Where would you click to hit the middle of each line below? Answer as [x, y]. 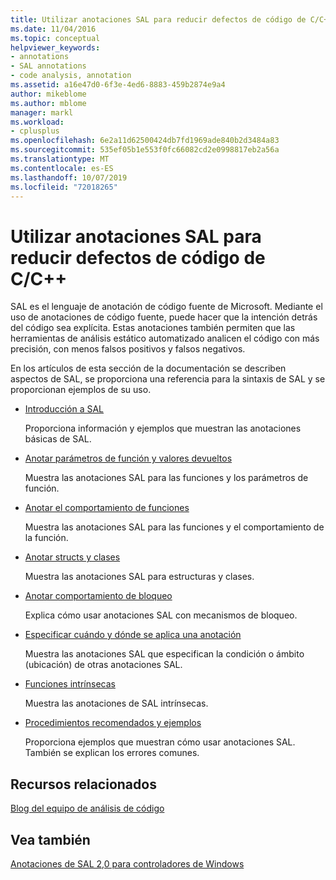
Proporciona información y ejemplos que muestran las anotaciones [163, 428]
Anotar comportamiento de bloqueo [98, 596]
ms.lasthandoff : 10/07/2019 [69, 177]
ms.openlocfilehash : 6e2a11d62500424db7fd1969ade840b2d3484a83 [145, 141]
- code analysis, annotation [71, 76]
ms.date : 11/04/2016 [53, 29]
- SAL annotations [48, 66]
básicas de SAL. [58, 439]
